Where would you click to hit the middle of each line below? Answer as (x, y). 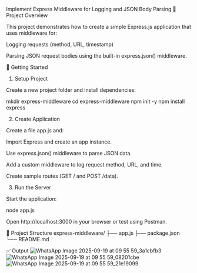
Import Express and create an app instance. (59, 142)
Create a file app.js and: (35, 130)
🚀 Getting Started (27, 67)
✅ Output (17, 251)
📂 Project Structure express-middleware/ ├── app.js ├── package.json (93, 233)
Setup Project (31, 79)
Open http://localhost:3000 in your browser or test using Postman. (87, 222)
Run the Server (33, 187)
